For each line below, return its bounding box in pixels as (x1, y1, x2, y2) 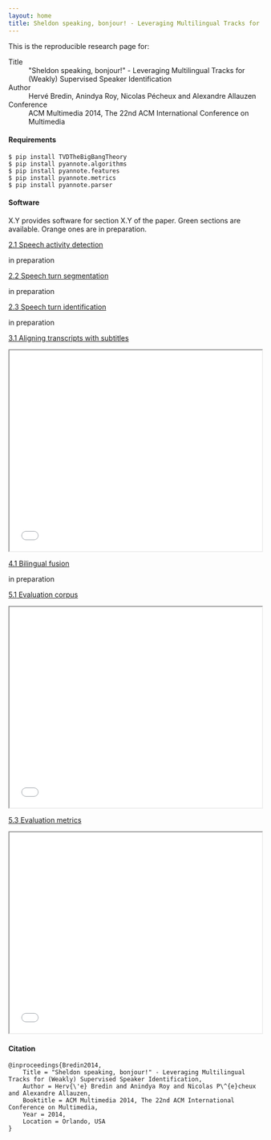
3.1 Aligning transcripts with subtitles (8, 333, 130, 342)
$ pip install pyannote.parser (8, 181, 113, 189)
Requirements (8, 135, 57, 145)
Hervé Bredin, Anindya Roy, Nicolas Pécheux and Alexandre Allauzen (28, 91, 257, 100)
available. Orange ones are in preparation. (8, 224, 147, 234)
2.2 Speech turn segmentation (8, 271, 109, 280)
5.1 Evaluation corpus (8, 590, 79, 599)
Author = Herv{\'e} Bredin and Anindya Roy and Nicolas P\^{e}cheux (22, 1082, 257, 1091)
